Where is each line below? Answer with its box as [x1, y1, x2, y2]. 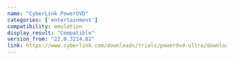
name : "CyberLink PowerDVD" [7, 10, 89, 17]
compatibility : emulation [7, 23, 82, 30]
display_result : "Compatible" [7, 29, 95, 37]
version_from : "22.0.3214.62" [7, 36, 95, 43]
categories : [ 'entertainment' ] [7, 17, 98, 23]
